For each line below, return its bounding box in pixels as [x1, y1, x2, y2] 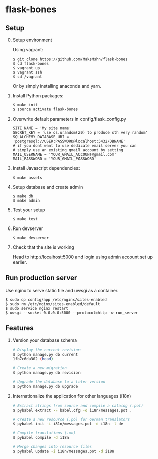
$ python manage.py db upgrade [12, 384, 78, 389]
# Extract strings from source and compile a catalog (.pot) [12, 403, 144, 408]
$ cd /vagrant [12, 74, 42, 79]
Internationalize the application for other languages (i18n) [12, 393, 131, 399]
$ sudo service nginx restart [5, 306, 69, 311]
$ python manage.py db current [12, 352, 78, 357]
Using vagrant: [12, 47, 44, 52]
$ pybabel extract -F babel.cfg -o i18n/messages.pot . [12, 408, 132, 413]
